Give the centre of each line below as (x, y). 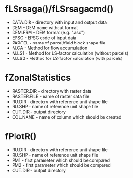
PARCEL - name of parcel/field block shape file (59, 43)
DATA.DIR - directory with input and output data (59, 22)
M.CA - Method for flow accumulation (50, 48)
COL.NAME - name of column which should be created (67, 117)
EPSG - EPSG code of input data (44, 38)
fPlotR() (21, 137)
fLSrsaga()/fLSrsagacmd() (59, 9)
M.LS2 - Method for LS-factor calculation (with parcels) (67, 58)
